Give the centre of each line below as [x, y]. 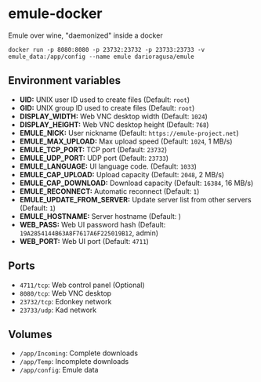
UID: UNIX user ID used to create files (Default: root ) [105, 100]
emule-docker [56, 14]
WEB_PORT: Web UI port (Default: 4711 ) [84, 241]
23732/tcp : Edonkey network [65, 301]
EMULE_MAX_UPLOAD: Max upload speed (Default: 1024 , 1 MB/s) [126, 141]
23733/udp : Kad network [58, 310]
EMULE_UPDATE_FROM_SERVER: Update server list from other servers [136, 199]
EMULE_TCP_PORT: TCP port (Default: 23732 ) [93, 149]
